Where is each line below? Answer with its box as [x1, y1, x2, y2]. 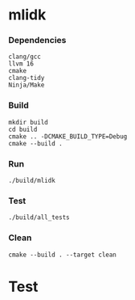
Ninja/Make [8, 81, 45, 90]
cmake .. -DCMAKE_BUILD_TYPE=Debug [8, 132, 128, 141]
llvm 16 [8, 60, 35, 68]
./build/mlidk [8, 176, 56, 185]
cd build [8, 125, 38, 133]
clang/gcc [8, 53, 42, 61]
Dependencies [8, 35, 67, 46]
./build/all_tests [8, 213, 70, 222]
